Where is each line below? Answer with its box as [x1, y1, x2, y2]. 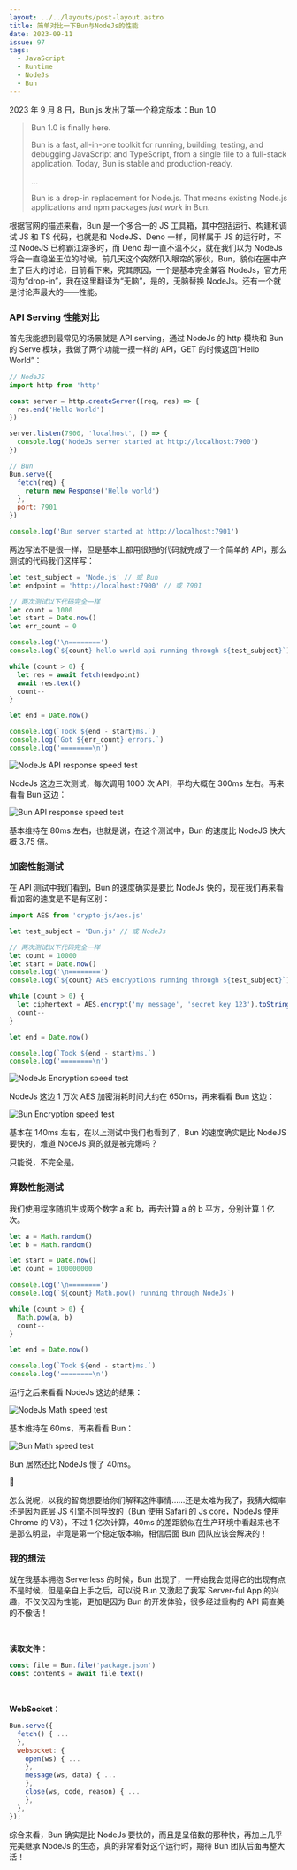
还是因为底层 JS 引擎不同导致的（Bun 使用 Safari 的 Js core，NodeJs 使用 [9, 1506, 280, 1516]
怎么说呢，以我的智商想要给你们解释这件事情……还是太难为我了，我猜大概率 [9, 1495, 286, 1506]
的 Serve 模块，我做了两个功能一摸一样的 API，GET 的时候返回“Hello [9, 343, 260, 355]
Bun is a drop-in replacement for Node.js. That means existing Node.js [30, 192, 288, 203]
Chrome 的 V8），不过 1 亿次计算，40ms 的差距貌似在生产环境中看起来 [9, 1517, 265, 1528]
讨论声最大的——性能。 [16, 286, 103, 297]
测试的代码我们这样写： [9, 555, 95, 565]
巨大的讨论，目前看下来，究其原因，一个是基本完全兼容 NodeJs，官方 [24, 264, 280, 275]
